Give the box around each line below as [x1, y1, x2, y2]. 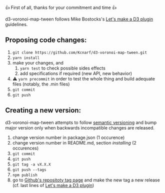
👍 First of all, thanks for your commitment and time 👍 [5, 4, 116, 10]
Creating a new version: [5, 106, 81, 114]
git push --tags [12, 167, 46, 172]
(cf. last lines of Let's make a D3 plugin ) [12, 182, 94, 188]
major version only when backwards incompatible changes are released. [5, 124, 155, 130]
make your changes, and [12, 59, 64, 65]
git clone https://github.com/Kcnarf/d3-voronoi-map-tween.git [12, 50, 147, 55]
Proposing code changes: [5, 36, 87, 44]
